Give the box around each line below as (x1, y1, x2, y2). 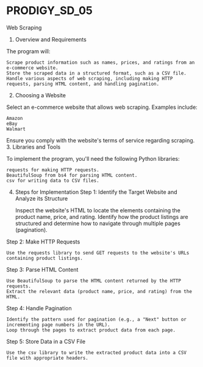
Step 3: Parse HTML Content (6, 265, 79, 273)
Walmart (6, 126, 26, 132)
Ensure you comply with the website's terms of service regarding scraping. (6, 136, 195, 144)
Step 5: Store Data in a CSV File (6, 338, 86, 345)
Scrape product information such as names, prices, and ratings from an (6, 59, 195, 65)
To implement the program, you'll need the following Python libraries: (6, 155, 180, 162)
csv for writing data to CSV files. (6, 177, 99, 183)
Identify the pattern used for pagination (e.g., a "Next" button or (6, 316, 187, 322)
